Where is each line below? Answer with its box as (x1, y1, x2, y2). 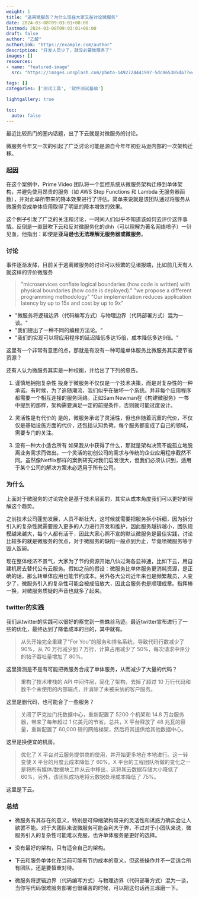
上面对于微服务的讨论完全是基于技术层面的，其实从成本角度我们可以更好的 (6, 495, 188, 502)
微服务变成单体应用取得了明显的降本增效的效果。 (6, 203, 126, 210)
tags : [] (6, 80, 28, 86)
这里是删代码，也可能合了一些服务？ (6, 698, 95, 705)
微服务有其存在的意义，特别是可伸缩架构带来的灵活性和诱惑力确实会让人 (14, 817, 191, 824)
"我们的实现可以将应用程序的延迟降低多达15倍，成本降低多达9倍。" (14, 334, 179, 342)
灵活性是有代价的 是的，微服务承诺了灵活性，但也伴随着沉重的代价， (14, 414, 182, 422)
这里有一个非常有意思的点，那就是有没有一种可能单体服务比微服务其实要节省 (6, 347, 193, 354)
